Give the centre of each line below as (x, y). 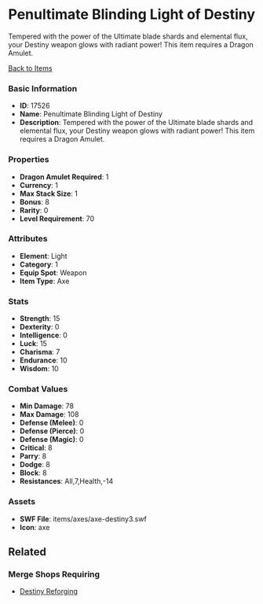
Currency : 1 (39, 185)
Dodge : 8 (35, 465)
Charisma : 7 (40, 352)
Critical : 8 (36, 448)
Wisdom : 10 (39, 369)
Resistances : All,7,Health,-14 (66, 481)
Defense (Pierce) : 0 (52, 431)
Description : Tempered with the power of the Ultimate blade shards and (136, 123)
